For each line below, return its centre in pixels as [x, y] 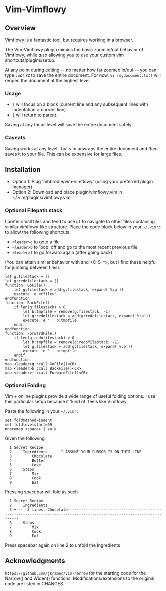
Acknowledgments [35, 561]
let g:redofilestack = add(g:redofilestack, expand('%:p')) [87, 316]
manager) [22, 187]
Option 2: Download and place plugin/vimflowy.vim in [67, 192]
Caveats [15, 138]
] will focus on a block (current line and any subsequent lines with [80, 104]
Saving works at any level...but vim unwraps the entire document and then [82, 148]
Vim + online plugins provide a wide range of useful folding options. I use [80, 396]
